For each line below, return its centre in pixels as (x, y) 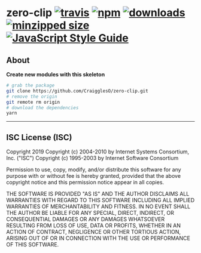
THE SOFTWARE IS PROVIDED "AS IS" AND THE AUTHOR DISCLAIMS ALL (98, 194)
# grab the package (31, 85)
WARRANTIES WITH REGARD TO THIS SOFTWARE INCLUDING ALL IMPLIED (100, 200)
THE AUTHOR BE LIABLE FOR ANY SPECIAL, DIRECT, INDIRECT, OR (90, 213)
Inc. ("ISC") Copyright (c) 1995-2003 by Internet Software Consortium (92, 158)
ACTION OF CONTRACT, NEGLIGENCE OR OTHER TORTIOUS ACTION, (94, 232)
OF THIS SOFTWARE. (33, 245)
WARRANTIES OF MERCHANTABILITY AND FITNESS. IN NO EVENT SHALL (98, 206)
